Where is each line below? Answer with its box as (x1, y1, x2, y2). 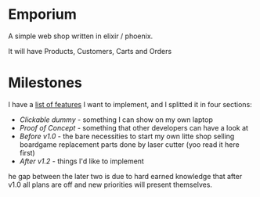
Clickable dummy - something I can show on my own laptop (19, 115, 213, 124)
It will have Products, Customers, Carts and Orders (8, 46, 172, 56)
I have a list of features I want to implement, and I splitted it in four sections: (8, 99, 252, 109)
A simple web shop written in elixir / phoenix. (8, 31, 153, 41)
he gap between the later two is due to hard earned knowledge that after (8, 171, 243, 181)
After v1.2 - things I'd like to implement (19, 156, 145, 166)
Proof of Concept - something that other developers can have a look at (19, 123, 249, 132)
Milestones (8, 74, 82, 91)
